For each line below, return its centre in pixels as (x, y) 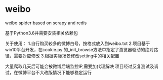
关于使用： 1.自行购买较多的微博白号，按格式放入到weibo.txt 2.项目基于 (78, 43)
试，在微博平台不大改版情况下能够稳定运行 (48, 72)
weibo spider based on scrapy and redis (46, 23)
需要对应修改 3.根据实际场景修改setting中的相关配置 (66, 56)
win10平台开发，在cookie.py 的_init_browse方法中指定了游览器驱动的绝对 (80, 49)
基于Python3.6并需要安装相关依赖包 (41, 33)
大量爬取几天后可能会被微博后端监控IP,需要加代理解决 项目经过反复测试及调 (82, 66)
